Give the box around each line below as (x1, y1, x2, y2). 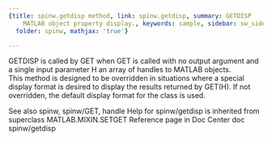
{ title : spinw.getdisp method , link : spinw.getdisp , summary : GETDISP (8, 11, 252, 20)
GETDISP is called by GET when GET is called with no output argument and (8, 56, 259, 66)
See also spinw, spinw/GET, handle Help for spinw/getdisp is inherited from (8, 106, 260, 116)
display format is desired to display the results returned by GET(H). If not (8, 82, 251, 92)
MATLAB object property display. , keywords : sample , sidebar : (23, 19, 237, 28)
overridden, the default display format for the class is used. (8, 91, 206, 100)
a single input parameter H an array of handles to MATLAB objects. (8, 65, 232, 75)
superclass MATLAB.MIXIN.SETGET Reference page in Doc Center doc (8, 115, 245, 125)
